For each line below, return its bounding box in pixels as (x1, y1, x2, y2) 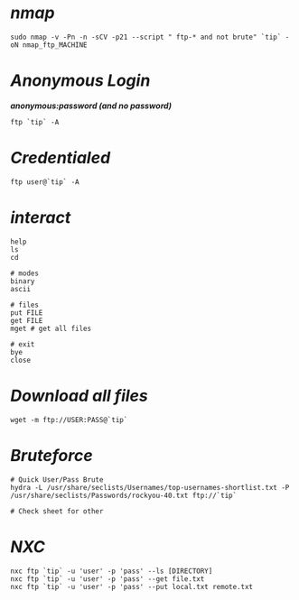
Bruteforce (10, 445, 93, 466)
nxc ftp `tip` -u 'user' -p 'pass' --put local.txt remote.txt (10, 582, 254, 591)
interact (10, 208, 71, 227)
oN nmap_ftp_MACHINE (10, 40, 89, 50)
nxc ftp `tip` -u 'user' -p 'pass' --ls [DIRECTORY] (10, 567, 213, 576)
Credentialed (10, 148, 111, 169)
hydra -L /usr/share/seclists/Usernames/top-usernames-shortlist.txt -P (10, 483, 290, 492)
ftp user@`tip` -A (10, 177, 79, 187)
